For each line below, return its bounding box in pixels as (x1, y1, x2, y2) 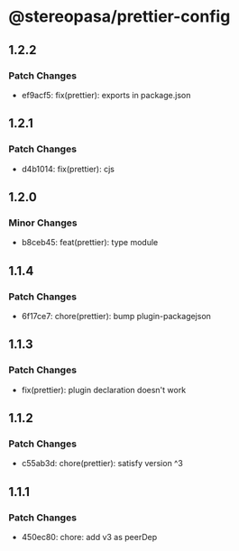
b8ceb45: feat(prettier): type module (21, 237, 159, 248)
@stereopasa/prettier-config (8, 6, 231, 27)
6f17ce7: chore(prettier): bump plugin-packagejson (21, 310, 211, 321)
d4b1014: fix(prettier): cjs (21, 163, 115, 174)
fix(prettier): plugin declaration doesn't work (21, 384, 187, 395)
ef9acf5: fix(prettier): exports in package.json (21, 89, 191, 100)
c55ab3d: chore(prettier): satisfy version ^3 (21, 458, 184, 469)
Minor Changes (8, 216, 78, 229)
